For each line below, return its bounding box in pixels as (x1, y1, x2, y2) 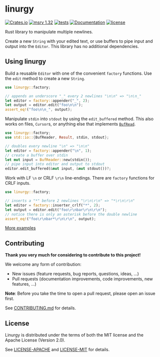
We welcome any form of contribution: (5, 261, 82, 267)
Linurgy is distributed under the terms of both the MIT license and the (5, 332, 144, 338)
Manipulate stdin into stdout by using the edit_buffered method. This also (5, 116, 154, 122)
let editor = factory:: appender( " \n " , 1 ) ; (5, 148, 92, 153)
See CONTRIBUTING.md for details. (5, 305, 76, 311)
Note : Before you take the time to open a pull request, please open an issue (5, 291, 156, 296)
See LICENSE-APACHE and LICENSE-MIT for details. (5, 347, 110, 352)
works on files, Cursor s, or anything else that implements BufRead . (5, 121, 136, 127)
